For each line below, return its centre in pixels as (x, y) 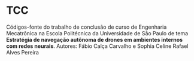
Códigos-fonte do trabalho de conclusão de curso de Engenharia (87, 27)
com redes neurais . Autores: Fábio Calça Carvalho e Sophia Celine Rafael (97, 46)
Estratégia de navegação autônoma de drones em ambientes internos (95, 39)
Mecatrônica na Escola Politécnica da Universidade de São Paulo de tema (97, 33)
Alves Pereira (22, 52)
